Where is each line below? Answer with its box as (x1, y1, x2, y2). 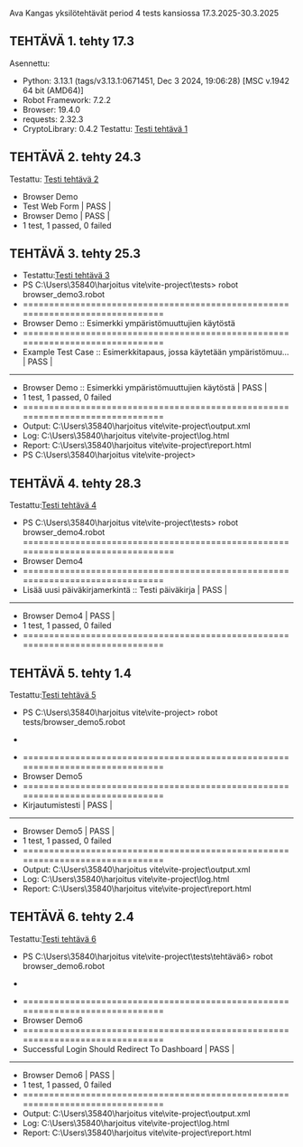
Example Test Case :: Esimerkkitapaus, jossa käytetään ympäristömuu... (22, 347, 289, 358)
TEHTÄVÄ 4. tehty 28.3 (9, 475, 142, 491)
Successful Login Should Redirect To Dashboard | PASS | (22, 1043, 234, 1054)
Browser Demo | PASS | (22, 210, 110, 221)
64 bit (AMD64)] (22, 85, 84, 96)
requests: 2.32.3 (22, 113, 84, 125)
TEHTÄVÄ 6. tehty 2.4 (9, 909, 134, 925)
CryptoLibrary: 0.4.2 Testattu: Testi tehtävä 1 (22, 123, 188, 134)
